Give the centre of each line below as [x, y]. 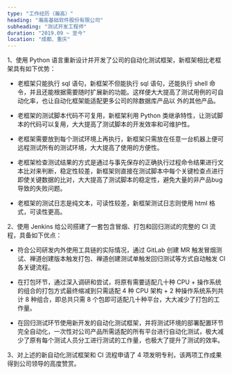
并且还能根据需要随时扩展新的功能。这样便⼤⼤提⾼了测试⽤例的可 [124, 92]
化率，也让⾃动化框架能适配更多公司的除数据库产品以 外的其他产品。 [121, 101]
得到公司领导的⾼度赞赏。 [44, 364]
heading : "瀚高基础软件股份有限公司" [55, 20]
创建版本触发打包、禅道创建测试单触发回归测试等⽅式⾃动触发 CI [133, 259]
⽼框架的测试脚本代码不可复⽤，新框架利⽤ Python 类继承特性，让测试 [117, 116]
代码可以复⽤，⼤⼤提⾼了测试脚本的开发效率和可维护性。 [111, 124]
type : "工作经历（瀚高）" [41, 14]
